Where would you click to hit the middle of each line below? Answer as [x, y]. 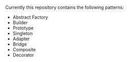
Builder [20, 23]
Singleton [23, 33]
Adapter [21, 39]
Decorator [23, 55]
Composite [24, 50]
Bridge [20, 44]
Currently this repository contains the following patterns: [64, 7]
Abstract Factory [30, 17]
